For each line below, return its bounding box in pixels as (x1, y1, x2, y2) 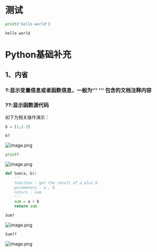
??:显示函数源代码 (5, 102, 49, 109)
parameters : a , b (14, 185, 55, 190)
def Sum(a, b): (5, 171, 37, 176)
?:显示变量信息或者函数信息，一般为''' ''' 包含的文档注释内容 (5, 87, 152, 94)
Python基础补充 (5, 49, 71, 60)
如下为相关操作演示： (5, 114, 49, 120)
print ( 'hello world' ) (5, 21, 51, 27)
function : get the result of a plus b (14, 180, 98, 185)
